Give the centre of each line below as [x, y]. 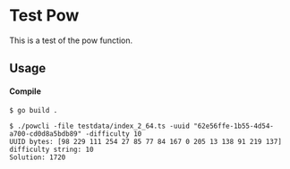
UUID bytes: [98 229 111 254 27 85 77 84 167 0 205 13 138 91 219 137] [145, 141]
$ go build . [34, 110]
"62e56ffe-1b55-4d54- [234, 126]
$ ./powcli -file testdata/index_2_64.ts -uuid [100, 126]
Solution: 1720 [38, 157]
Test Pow [44, 16]
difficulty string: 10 [51, 149]
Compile [26, 91]
